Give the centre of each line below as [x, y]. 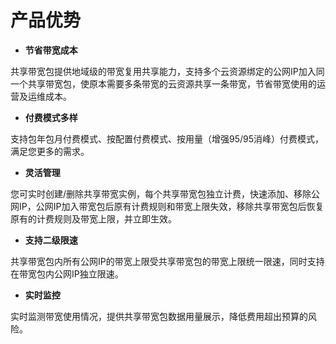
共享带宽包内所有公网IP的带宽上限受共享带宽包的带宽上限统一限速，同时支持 [167, 261]
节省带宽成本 [51, 50]
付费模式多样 [51, 117]
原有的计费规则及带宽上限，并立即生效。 [93, 218]
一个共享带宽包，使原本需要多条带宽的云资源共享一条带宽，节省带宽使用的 [163, 83]
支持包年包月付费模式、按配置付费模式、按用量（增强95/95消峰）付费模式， [167, 138]
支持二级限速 [51, 240]
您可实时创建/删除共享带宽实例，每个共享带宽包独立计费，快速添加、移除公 [165, 193]
